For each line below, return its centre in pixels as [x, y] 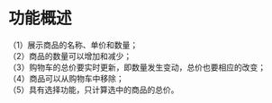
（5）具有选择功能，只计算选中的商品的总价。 [94, 90]
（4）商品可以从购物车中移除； [67, 78]
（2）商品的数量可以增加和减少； [70, 56]
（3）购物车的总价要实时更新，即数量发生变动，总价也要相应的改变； [137, 67]
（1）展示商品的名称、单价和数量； [73, 45]
